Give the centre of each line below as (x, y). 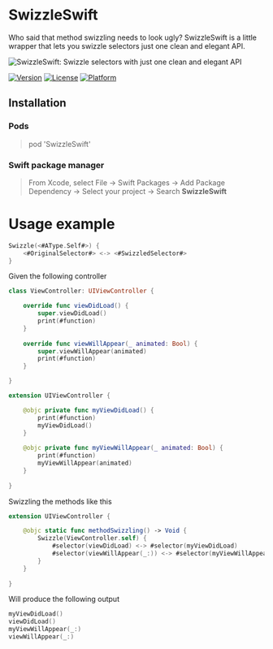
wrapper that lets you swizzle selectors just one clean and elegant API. (127, 45)
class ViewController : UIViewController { (81, 291)
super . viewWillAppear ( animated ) (93, 351)
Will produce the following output (64, 599)
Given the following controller (58, 276)
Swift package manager (56, 165)
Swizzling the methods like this (60, 501)
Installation (37, 103)
